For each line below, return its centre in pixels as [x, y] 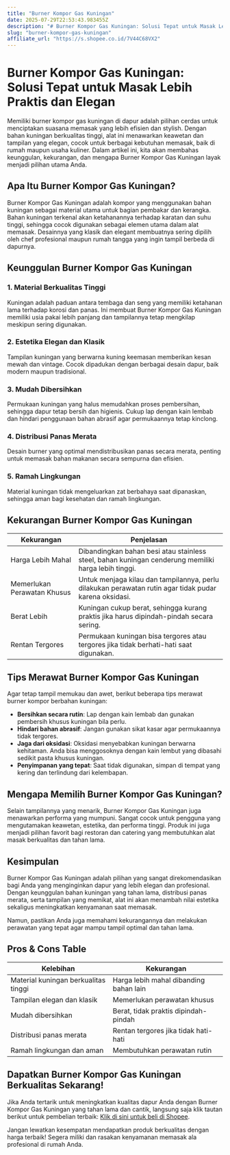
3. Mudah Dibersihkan [44, 389]
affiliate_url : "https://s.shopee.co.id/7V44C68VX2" [84, 39]
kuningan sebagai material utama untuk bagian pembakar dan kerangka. [109, 210]
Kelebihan [58, 969]
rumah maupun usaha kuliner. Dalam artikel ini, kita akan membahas [103, 150]
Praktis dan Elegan [61, 102]
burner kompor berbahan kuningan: [57, 701]
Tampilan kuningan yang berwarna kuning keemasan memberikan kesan [109, 356]
